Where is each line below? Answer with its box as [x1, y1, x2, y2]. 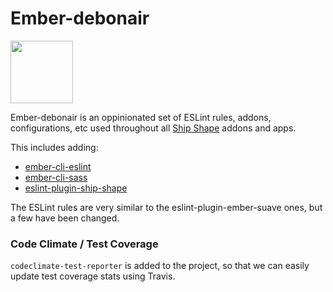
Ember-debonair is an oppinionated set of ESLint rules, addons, [10, 111, 272, 123]
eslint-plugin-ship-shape [24, 182, 128, 194]
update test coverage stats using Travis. [10, 270, 176, 282]
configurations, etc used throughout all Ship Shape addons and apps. [10, 122, 297, 134]
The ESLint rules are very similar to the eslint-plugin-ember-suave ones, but [10, 201, 323, 213]
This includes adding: [10, 141, 99, 153]
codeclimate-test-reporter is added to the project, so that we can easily [10, 260, 310, 272]
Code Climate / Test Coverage [10, 237, 159, 251]
